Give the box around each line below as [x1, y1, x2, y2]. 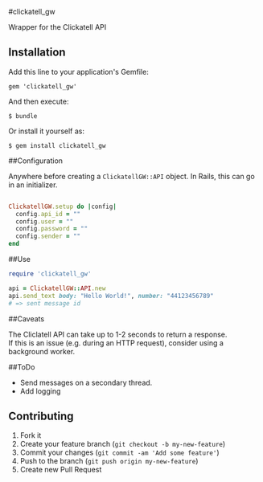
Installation [8, 46, 66, 59]
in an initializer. [8, 180, 58, 190]
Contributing [8, 409, 74, 423]
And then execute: [8, 96, 69, 106]
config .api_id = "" [15, 210, 81, 218]
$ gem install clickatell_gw [8, 141, 106, 149]
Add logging [19, 386, 61, 396]
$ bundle [8, 112, 38, 120]
